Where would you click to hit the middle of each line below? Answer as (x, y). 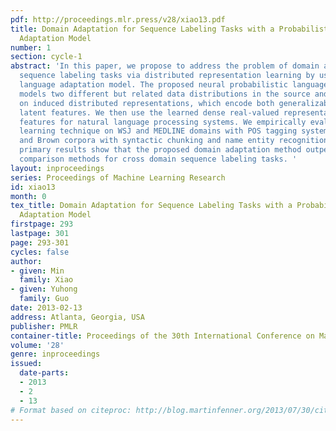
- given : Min (37, 271)
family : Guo (44, 299)
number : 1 (31, 47)
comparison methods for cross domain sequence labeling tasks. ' (158, 159)
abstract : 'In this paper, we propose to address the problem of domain (165, 66)
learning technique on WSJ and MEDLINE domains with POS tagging (158, 131)
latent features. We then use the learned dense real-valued (149, 112)
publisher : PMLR (44, 326)
